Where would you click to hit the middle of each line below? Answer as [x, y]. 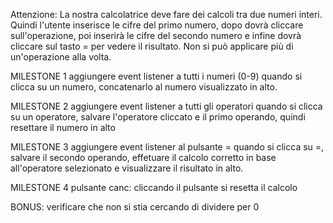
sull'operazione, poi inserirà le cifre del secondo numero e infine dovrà [156, 35]
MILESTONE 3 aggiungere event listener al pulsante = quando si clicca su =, [167, 147]
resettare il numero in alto [63, 127]
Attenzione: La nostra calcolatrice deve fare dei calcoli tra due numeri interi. [166, 14]
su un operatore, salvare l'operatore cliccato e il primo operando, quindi [158, 117]
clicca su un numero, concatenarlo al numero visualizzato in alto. [144, 87]
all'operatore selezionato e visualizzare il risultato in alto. [127, 168]
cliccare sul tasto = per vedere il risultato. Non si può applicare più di [152, 46]
